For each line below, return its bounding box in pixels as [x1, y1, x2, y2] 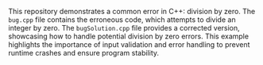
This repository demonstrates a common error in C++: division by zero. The [8, 7, 256, 16]
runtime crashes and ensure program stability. [8, 49, 160, 57]
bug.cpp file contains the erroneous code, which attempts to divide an [8, 15, 236, 24]
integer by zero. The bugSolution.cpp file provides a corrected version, [8, 23, 240, 32]
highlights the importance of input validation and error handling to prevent [8, 40, 250, 49]
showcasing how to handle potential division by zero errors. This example [8, 31, 249, 41]
